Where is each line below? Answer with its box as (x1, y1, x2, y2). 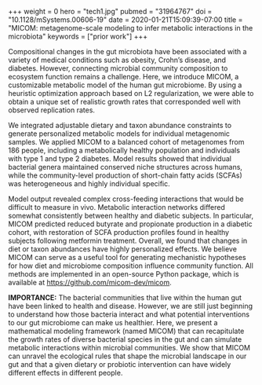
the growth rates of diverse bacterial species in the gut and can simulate (8, 335, 242, 344)
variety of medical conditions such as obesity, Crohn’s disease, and (8, 55, 226, 64)
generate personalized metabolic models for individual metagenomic (8, 129, 230, 138)
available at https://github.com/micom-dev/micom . (8, 278, 173, 287)
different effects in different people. (8, 368, 123, 377)
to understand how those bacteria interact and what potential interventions (8, 310, 249, 319)
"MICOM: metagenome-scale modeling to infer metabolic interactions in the (8, 24, 253, 32)
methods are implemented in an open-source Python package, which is (8, 269, 239, 278)
